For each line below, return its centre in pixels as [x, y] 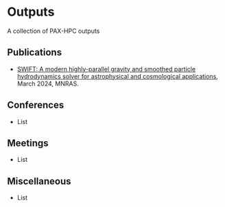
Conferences [36, 105]
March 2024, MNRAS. [48, 84]
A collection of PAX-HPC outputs [54, 31]
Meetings [28, 143]
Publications [35, 52]
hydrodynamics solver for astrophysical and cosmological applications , [117, 76]
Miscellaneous [39, 181]
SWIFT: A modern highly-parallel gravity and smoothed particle [106, 69]
